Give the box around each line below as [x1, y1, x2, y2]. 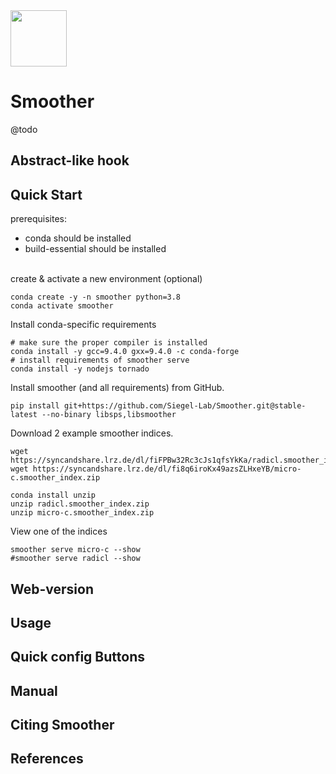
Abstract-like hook [10, 152, 130, 169]
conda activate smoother [10, 301, 114, 311]
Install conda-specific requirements [10, 319, 157, 331]
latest [10, 410, 38, 420]
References [10, 750, 84, 768]
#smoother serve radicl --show [10, 554, 141, 564]
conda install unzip [10, 490, 97, 501]
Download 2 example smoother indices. [10, 427, 174, 439]
